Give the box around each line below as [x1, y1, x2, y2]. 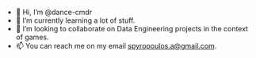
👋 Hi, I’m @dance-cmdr [15, 8, 93, 16]
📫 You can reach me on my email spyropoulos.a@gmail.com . [15, 42, 217, 50]
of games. [15, 32, 49, 42]
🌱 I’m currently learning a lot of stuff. [15, 16, 136, 25]
